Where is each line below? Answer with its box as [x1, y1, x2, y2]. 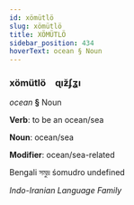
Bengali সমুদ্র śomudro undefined [9, 167, 126, 178]
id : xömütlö [9, 13, 54, 23]
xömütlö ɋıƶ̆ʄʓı [9, 77, 82, 89]
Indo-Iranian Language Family [9, 185, 122, 196]
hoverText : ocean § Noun [9, 47, 103, 56]
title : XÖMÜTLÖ [9, 30, 67, 39]
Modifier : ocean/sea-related [9, 150, 115, 161]
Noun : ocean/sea [9, 132, 75, 143]
